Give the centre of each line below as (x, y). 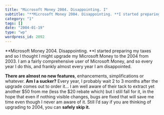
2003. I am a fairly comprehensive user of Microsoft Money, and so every (79, 61)
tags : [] (14, 23)
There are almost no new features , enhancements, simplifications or (74, 76)
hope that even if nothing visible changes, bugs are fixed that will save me (80, 96)
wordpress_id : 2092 (25, 37)
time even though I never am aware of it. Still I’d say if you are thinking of (78, 102)
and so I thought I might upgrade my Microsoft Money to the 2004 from (77, 56)
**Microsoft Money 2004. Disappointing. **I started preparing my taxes (78, 51)
